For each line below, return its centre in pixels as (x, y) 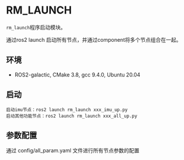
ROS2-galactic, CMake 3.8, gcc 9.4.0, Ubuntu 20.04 (77, 75)
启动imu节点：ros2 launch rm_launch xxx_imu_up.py (67, 109)
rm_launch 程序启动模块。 (36, 27)
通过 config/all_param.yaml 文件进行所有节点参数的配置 (73, 151)
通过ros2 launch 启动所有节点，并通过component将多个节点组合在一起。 (94, 39)
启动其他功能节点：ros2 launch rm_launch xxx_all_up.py (72, 116)
